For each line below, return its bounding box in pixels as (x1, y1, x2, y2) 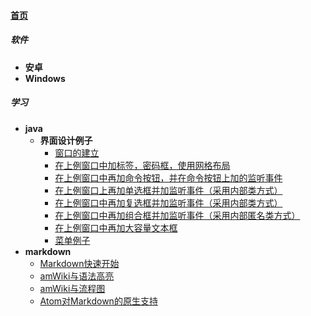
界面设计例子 (39, 134, 93, 146)
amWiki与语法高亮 (39, 270, 115, 282)
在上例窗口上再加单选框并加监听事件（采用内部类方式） (54, 184, 283, 196)
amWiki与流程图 (39, 282, 106, 294)
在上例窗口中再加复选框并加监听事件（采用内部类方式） (54, 196, 283, 209)
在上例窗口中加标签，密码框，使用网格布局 (54, 159, 231, 171)
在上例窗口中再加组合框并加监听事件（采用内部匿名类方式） (54, 209, 301, 221)
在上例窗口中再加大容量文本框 (54, 221, 178, 234)
